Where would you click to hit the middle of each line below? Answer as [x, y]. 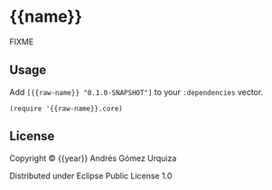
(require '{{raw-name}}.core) [66, 109]
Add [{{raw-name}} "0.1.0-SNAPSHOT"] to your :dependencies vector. [136, 91]
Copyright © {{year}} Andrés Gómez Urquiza [93, 158]
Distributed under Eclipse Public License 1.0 [91, 176]
